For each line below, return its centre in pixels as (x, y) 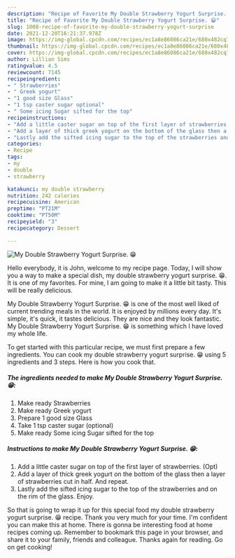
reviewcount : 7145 (34, 72)
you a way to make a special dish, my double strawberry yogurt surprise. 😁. (117, 275)
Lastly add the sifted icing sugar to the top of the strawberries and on (117, 489)
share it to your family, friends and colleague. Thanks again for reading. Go (115, 539)
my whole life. (27, 333)
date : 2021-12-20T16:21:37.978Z (54, 33)
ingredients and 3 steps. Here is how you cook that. (81, 362)
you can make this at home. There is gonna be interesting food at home (110, 524)
